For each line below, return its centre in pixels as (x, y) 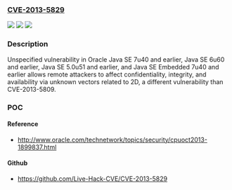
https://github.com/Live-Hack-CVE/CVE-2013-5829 (92, 178)
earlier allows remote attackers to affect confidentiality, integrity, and (107, 74)
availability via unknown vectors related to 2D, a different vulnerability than (115, 81)
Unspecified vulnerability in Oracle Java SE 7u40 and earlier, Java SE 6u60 (116, 59)
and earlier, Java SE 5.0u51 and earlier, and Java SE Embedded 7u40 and (113, 67)
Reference (23, 124)
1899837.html (37, 147)
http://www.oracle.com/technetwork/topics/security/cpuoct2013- (112, 140)
